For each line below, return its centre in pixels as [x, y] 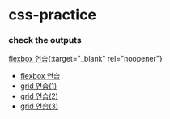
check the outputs [45, 40]
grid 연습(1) [38, 86]
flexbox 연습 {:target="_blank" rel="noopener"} [86, 59]
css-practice [53, 15]
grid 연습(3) [39, 106]
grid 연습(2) [39, 96]
